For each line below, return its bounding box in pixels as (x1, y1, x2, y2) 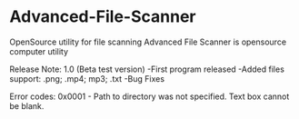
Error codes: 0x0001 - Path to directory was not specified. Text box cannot (9, 91, 290, 102)
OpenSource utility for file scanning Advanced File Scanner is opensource (9, 36, 287, 47)
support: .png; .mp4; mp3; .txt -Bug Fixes (9, 73, 165, 84)
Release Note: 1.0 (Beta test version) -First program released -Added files (9, 64, 284, 74)
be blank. (9, 100, 45, 111)
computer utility (9, 45, 69, 56)
